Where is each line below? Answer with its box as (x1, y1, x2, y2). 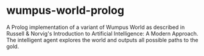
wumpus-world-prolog (6, 4, 125, 17)
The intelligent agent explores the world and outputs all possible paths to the (6, 36, 199, 43)
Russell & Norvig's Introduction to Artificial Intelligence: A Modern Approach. (6, 30, 199, 37)
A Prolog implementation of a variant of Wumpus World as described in (6, 23, 185, 31)
